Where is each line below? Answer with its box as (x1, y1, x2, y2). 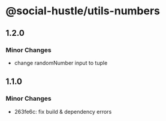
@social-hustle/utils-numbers (5, 4, 160, 18)
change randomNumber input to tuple (14, 59, 108, 66)
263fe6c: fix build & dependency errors (14, 108, 112, 115)
